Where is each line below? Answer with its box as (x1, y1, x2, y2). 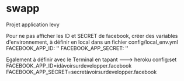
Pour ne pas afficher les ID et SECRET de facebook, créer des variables (6, 32, 178, 39)
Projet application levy (6, 21, 60, 28)
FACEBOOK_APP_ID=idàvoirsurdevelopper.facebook (6, 62, 132, 69)
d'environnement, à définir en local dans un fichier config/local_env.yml (6, 38, 178, 45)
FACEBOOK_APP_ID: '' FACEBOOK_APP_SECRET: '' (6, 44, 129, 51)
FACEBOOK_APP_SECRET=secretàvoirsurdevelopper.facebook (6, 68, 157, 75)
